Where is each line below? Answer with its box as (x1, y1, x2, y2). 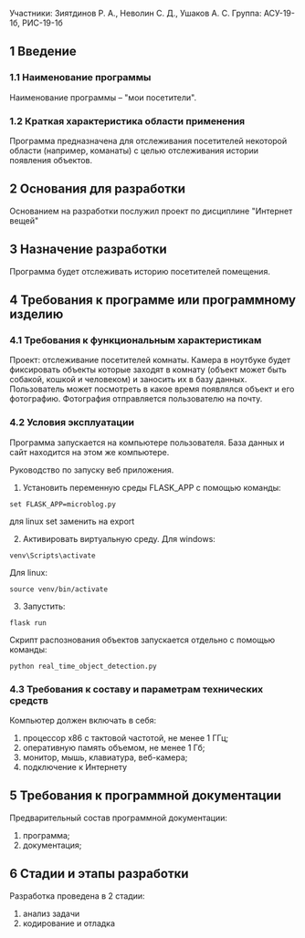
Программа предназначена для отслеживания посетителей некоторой (9, 135, 288, 146)
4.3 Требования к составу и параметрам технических (9, 683, 263, 695)
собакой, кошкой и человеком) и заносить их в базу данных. (9, 374, 247, 385)
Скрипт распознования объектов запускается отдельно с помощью (9, 634, 276, 645)
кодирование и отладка (22, 917, 116, 929)
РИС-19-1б (21, 17, 63, 28)
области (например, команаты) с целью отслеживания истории (9, 145, 258, 156)
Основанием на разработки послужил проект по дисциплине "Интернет (9, 205, 293, 216)
